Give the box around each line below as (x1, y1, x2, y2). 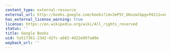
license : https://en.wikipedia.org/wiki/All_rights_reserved (5, 21, 138, 27)
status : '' (5, 26, 28, 31)
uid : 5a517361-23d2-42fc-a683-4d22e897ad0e (5, 36, 99, 41)
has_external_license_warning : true (5, 17, 83, 22)
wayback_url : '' (5, 40, 40, 45)
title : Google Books (5, 31, 49, 36)
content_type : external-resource (5, 7, 76, 13)
